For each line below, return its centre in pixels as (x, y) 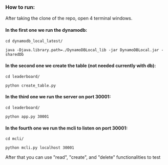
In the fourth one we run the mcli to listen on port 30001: (67, 128)
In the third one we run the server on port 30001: (58, 97)
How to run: (20, 7)
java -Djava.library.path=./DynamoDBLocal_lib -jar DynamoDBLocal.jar (82, 50)
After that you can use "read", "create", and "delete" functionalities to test (83, 157)
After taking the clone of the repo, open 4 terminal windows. (69, 18)
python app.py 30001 (27, 116)
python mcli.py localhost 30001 (40, 148)
